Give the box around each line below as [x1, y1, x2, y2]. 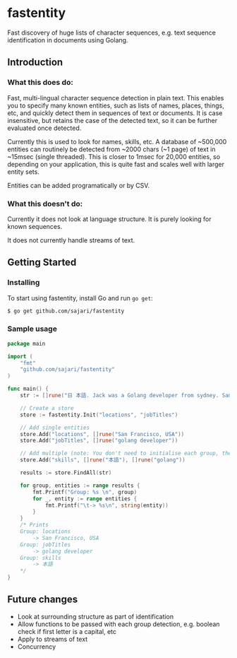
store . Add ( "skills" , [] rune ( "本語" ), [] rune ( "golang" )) [20, 457, 186, 464]
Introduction [7, 57, 63, 69]
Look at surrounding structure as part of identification [17, 612, 174, 621]
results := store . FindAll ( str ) [20, 469, 112, 476]
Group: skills [20, 554, 61, 561]
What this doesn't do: [7, 199, 83, 208]
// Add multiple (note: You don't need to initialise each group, [20, 450, 219, 457]
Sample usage [7, 324, 58, 334]
